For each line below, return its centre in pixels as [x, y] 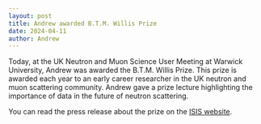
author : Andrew [34, 38]
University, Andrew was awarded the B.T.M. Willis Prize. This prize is [122, 71]
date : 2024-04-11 [38, 31]
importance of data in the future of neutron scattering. [99, 96]
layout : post [30, 16]
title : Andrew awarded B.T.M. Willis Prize [83, 24]
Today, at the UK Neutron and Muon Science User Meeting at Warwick [126, 62]
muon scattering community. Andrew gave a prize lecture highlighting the [130, 88]
